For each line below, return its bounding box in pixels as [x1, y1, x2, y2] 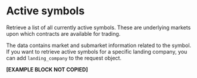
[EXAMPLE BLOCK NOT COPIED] [6, 65, 88, 73]
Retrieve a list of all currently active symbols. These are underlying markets [6, 24, 191, 31]
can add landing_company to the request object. [6, 54, 122, 61]
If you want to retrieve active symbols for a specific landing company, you [6, 48, 187, 55]
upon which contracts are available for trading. [6, 30, 121, 37]
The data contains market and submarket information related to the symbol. [6, 42, 192, 49]
